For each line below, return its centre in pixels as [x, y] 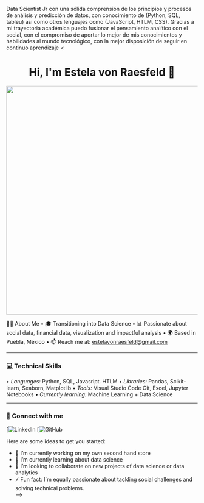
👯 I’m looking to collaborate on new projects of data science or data [100, 466]
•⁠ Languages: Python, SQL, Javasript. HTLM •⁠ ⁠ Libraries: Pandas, [87, 382]
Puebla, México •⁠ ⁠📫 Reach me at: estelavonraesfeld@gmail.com [87, 341]
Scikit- [178, 382]
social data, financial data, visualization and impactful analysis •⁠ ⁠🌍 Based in [101, 332]
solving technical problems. [49, 488]
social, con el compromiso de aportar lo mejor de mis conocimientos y [94, 35]
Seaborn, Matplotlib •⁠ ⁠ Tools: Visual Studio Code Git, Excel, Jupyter [105, 388]
